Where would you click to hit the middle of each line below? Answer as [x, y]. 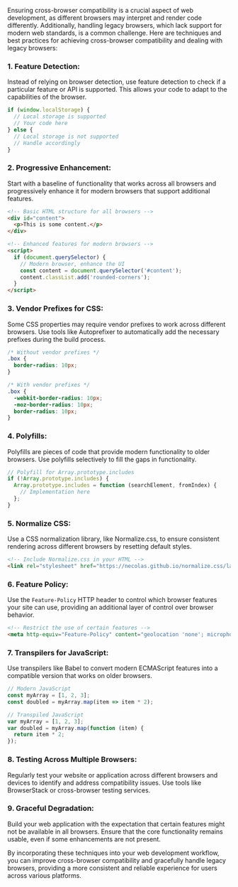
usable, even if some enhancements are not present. [84, 839]
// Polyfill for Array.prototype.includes [71, 472]
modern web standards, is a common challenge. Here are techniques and [114, 33]
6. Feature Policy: [38, 584]
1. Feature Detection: [44, 66]
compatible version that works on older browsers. [80, 676]
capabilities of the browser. [47, 97]
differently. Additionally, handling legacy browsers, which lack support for [115, 25]
